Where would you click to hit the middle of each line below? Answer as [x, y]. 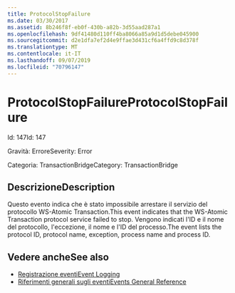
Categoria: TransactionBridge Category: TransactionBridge [93, 165]
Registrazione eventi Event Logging [69, 274]
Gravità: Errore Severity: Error [50, 151]
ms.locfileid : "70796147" [46, 67]
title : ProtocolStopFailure [49, 14]
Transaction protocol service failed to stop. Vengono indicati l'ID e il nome [116, 220]
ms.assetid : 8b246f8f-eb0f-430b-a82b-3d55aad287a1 [84, 27]
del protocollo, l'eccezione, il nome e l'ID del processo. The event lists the [115, 227]
